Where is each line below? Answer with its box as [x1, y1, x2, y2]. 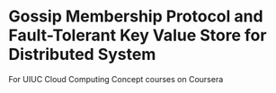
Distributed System [8, 45, 156, 64]
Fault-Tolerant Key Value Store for [8, 25, 267, 46]
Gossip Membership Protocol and [8, 6, 263, 27]
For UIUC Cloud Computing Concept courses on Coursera [8, 73, 224, 84]
